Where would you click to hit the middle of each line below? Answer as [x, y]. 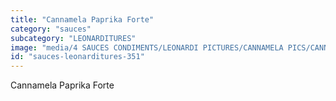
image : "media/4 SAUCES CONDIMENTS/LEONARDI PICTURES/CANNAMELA [147, 47]
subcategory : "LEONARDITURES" [73, 38]
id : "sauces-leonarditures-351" [77, 57]
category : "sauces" [51, 29]
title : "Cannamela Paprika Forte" [82, 19]
